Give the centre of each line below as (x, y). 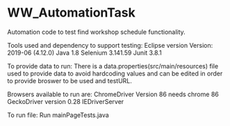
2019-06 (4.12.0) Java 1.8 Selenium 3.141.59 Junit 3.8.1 (84, 53)
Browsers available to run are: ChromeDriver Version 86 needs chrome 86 (113, 94)
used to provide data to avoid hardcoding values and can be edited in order (115, 73)
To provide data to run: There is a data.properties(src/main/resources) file (113, 66)
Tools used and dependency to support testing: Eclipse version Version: (110, 45)
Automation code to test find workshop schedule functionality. (96, 32)
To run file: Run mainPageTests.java (58, 115)
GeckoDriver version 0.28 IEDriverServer (66, 101)
